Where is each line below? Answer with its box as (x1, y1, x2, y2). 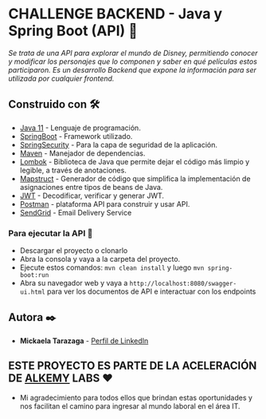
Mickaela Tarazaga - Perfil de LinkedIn (19, 336, 149, 346)
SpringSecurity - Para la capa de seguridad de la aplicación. (19, 140, 217, 149)
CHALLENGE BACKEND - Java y (8, 5, 223, 23)
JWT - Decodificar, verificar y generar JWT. (19, 191, 165, 200)
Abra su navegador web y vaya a (19, 279, 128, 288)
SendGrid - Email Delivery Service (19, 208, 132, 217)
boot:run (19, 271, 49, 279)
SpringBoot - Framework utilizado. (19, 131, 133, 140)
